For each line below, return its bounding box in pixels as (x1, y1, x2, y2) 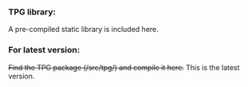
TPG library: (8, 6, 57, 18)
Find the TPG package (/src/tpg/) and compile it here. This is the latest (8, 62, 240, 72)
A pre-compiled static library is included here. (8, 25, 159, 34)
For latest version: (8, 45, 81, 56)
